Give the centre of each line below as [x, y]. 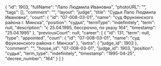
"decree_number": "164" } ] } [34, 58]
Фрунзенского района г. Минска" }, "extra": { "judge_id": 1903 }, [72, 43]
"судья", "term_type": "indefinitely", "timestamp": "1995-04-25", [70, 53]
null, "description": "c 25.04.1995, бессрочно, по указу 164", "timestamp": [81, 28]
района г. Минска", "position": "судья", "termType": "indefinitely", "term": [80, 22]
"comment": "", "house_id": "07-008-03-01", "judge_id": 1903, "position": [80, 48]
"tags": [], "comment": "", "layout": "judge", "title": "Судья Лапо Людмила [80, 12]
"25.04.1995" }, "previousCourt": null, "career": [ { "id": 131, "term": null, [78, 33]
